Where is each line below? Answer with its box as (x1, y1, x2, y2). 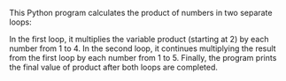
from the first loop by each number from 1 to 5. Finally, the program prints (9, 53, 277, 63)
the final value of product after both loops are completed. (9, 62, 219, 72)
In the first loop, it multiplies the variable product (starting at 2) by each (9, 34, 269, 44)
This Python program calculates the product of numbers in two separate (9, 8, 273, 18)
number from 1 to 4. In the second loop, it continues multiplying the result (9, 43, 276, 54)
